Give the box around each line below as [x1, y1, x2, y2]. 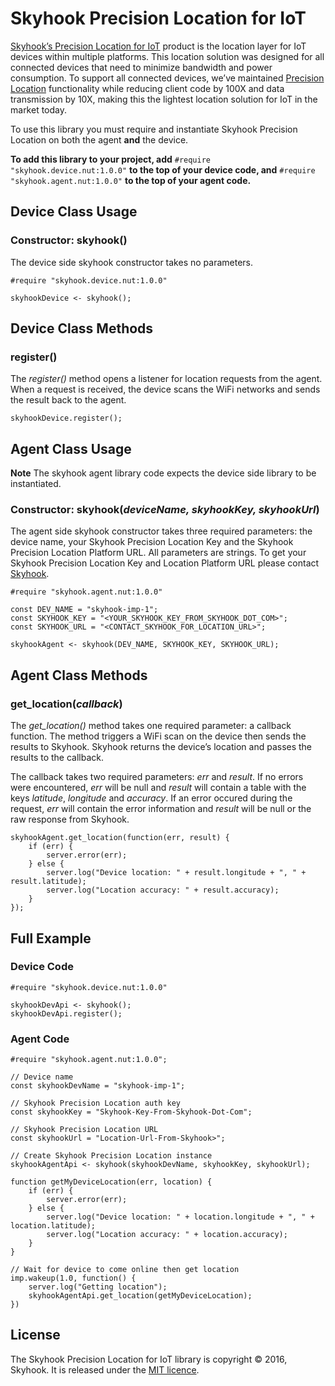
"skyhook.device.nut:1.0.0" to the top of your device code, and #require [10, 163, 316, 176]
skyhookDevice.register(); [10, 413, 123, 424]
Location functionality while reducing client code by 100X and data [10, 82, 285, 94]
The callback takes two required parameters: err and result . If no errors [10, 771, 304, 783]
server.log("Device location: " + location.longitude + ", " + [46, 1212, 315, 1222]
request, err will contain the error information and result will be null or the [10, 803, 312, 815]
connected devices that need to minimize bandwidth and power [10, 61, 273, 73]
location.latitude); [10, 1221, 97, 1231]
